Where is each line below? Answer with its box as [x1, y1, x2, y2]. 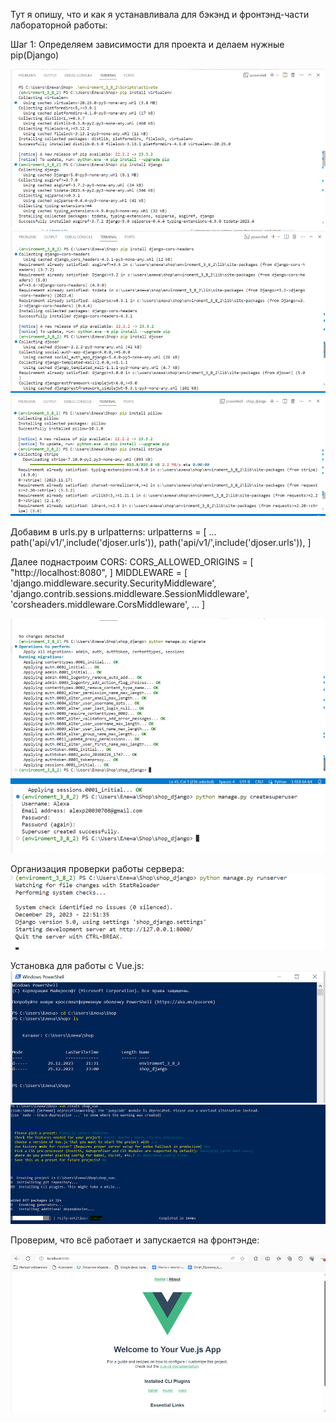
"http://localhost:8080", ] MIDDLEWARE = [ [10, 566, 188, 578]
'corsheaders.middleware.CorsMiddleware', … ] [10, 598, 206, 610]
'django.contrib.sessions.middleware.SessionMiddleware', [10, 587, 250, 599]
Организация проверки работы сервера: [10, 862, 185, 874]
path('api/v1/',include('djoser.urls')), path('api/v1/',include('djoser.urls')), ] [10, 536, 312, 548]
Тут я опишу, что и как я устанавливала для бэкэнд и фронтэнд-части [10, 9, 310, 20]
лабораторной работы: [10, 19, 108, 31]
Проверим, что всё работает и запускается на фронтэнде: [10, 1234, 260, 1246]
